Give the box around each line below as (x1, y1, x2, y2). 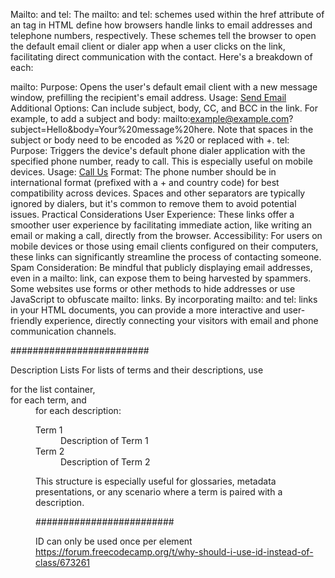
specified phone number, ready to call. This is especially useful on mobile (10, 155, 313, 167)
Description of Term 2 (60, 456, 151, 468)
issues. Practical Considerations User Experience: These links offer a (10, 209, 295, 220)
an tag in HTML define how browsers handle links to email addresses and (10, 19, 313, 31)
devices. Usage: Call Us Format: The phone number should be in (10, 166, 277, 178)
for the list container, (10, 384, 96, 395)
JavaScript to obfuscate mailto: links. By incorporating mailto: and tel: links (10, 294, 318, 305)
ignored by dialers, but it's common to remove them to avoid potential (10, 198, 297, 209)
